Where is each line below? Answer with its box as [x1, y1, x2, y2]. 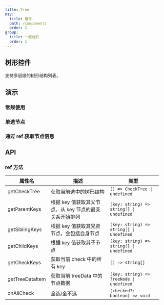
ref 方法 [5, 164, 23, 171]
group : [5, 30, 19, 35]
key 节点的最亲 [66, 206, 101, 213]
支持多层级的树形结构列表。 [5, 72, 61, 78]
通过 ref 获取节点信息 [5, 133, 55, 140]
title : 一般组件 [9, 35, 40, 40]
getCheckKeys [7, 259, 41, 266]
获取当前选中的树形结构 [50, 188, 105, 195]
